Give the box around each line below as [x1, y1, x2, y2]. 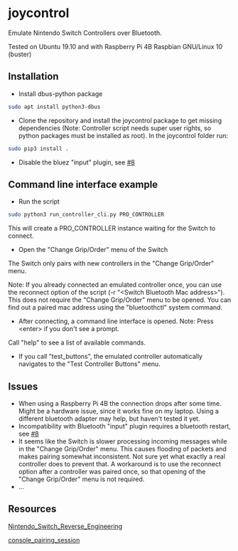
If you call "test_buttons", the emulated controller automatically [18, 352, 203, 361]
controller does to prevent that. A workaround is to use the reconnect [18, 460, 221, 468]
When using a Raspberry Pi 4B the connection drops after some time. [18, 399, 222, 407]
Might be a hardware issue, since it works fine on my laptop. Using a [18, 407, 220, 415]
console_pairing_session [8, 535, 80, 544]
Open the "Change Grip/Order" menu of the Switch [18, 246, 168, 254]
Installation [8, 70, 59, 83]
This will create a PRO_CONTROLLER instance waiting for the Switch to [8, 224, 216, 233]
